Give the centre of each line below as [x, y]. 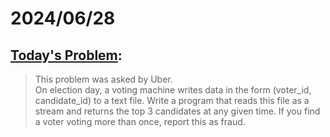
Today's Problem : [66, 55]
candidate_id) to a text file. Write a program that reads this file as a [172, 100]
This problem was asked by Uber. [103, 79]
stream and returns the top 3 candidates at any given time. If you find [177, 111]
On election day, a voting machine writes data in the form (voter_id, [173, 90]
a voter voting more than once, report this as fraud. [140, 121]
